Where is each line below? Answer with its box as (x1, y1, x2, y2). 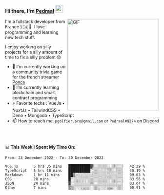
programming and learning (5, 29, 59, 35)
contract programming (12, 95, 58, 101)
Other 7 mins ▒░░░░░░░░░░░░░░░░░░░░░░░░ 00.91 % (5, 185, 145, 190)
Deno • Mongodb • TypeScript (12, 113, 74, 118)
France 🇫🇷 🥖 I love (5, 24, 45, 30)
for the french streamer (12, 74, 60, 80)
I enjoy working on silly (5, 44, 51, 50)
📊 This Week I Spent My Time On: (5, 144, 76, 150)
